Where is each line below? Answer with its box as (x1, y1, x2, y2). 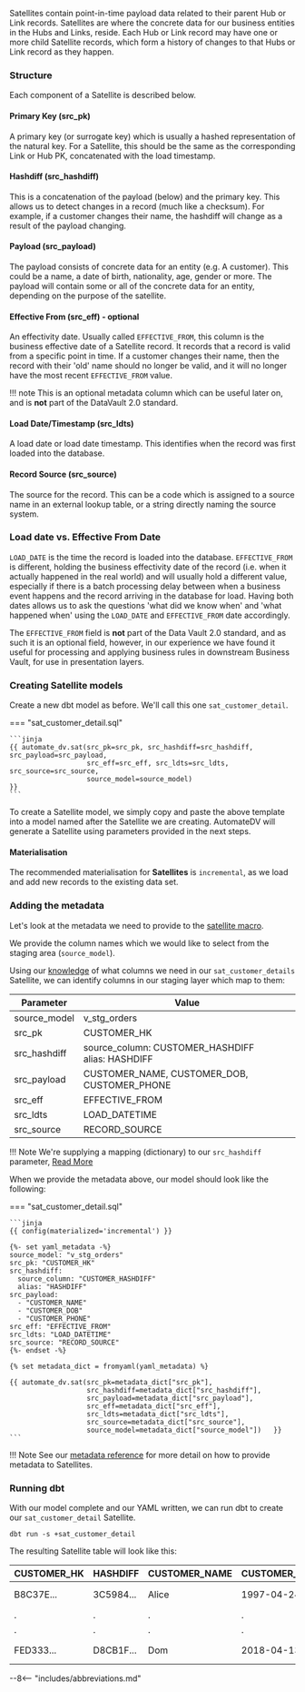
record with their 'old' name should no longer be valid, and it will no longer (9, 360, 288, 371)
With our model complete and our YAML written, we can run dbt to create (9, 1502, 284, 1513)
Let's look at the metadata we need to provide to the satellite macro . (9, 920, 264, 931)
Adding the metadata (9, 900, 104, 912)
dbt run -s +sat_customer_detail (9, 1529, 136, 1538)
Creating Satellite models (9, 679, 123, 691)
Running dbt (9, 1482, 65, 1495)
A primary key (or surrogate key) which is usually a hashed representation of (9, 131, 297, 142)
